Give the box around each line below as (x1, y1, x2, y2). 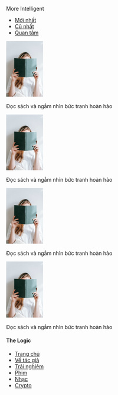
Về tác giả (14, 356, 40, 364)
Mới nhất (14, 17, 37, 23)
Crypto (14, 381, 32, 388)
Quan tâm (14, 29, 39, 36)
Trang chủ (14, 350, 40, 357)
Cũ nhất (14, 23, 34, 30)
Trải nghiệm (14, 362, 44, 370)
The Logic (6, 337, 31, 344)
